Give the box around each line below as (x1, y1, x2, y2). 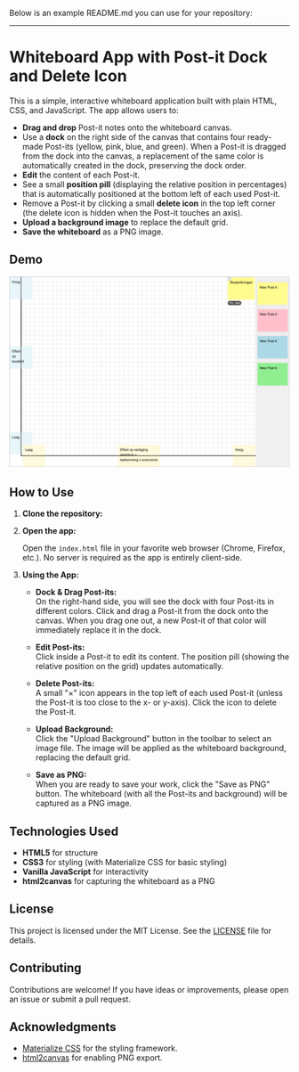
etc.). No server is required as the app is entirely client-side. (21, 552, 243, 563)
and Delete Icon (9, 66, 127, 86)
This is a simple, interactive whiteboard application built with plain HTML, (9, 95, 278, 106)
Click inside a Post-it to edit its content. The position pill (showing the (35, 651, 290, 662)
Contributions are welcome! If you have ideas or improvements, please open (9, 984, 289, 994)
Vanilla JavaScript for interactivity (21, 866, 149, 877)
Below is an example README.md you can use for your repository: (9, 8, 253, 18)
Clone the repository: (21, 508, 103, 520)
